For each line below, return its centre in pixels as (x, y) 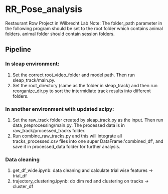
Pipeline (18, 49)
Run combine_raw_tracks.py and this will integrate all (67, 136)
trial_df (20, 176)
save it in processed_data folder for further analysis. (66, 146)
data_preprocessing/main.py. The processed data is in (69, 125)
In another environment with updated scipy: (60, 109)
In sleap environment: (32, 64)
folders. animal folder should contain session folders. (60, 34)
